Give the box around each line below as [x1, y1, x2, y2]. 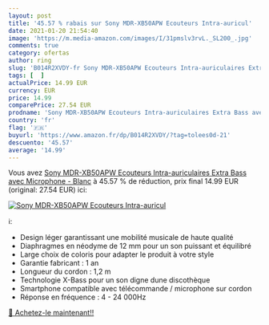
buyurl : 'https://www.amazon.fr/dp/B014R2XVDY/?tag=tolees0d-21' [8, 131, 231, 139]
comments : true [8, 42, 59, 50]
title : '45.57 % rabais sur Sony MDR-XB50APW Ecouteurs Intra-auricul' [8, 19, 252, 27]
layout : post [8, 11, 52, 20]
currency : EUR [8, 86, 56, 95]
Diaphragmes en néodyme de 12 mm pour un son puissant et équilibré [19, 242, 252, 251]
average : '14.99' [8, 146, 66, 154]
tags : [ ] [8, 71, 45, 79]
